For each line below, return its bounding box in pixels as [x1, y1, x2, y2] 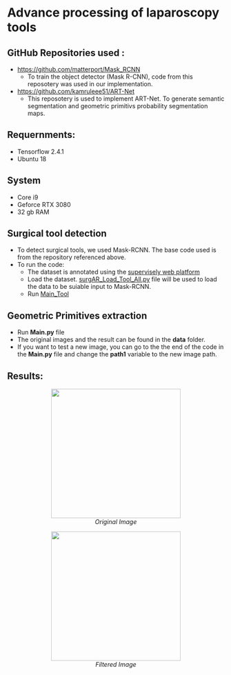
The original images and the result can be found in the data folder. [17, 336, 205, 344]
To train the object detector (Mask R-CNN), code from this [27, 72, 193, 81]
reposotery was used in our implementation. [27, 80, 153, 88]
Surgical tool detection [7, 228, 107, 239]
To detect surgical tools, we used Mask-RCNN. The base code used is [17, 246, 217, 254]
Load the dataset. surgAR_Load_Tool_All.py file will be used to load [27, 275, 217, 283]
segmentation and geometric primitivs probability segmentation [27, 102, 208, 110]
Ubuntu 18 [17, 154, 47, 163]
